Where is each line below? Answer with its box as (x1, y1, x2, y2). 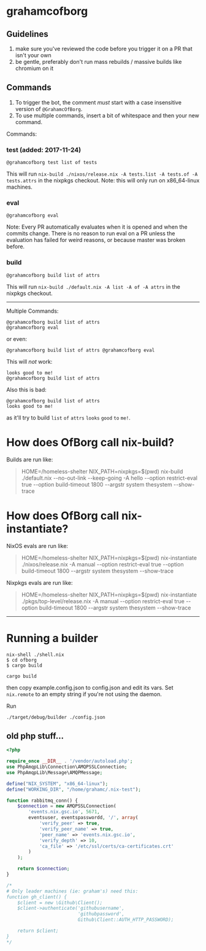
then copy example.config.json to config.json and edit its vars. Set (6, 684, 174, 691)
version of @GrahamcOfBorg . (15, 105, 83, 112)
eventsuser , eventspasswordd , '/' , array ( (28, 815, 139, 821)
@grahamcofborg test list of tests (6, 160, 97, 166)
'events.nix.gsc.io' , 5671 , (28, 809, 100, 815)
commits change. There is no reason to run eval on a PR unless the (6, 230, 175, 237)
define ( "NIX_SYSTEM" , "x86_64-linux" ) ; (6, 780, 109, 787)
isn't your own (15, 52, 51, 59)
